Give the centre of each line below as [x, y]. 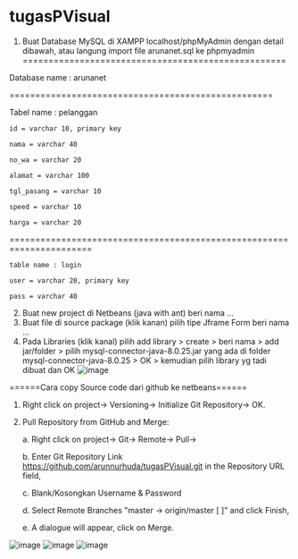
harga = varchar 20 [46, 222]
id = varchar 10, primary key [66, 128]
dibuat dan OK [49, 369]
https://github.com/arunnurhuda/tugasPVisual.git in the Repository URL [153, 466]
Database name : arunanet [58, 77]
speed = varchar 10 [46, 207]
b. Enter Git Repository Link [72, 456]
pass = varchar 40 [43, 296]
